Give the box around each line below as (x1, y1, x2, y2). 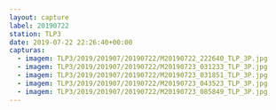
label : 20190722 (9, 21, 69, 30)
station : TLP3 (9, 29, 62, 38)
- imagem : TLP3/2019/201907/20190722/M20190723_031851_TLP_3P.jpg (17, 71, 268, 80)
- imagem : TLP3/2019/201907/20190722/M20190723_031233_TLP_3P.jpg (17, 63, 268, 72)
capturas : (9, 46, 46, 55)
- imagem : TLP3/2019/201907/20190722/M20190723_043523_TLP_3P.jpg (17, 79, 268, 88)
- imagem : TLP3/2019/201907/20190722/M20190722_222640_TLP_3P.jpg (17, 54, 268, 63)
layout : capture (9, 12, 69, 22)
